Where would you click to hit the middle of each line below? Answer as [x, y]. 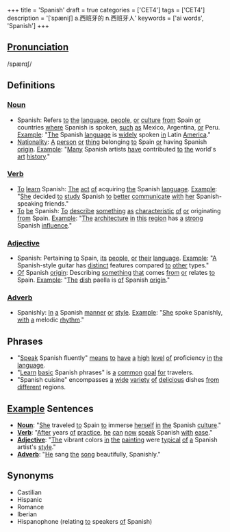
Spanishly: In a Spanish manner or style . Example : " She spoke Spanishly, [120, 313]
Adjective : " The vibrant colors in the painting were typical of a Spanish [117, 440]
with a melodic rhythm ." [50, 320]
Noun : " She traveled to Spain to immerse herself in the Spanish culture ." [119, 425]
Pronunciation [38, 47]
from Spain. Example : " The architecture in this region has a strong [110, 218]
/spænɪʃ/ [20, 64]
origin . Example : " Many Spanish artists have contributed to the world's [116, 149]
